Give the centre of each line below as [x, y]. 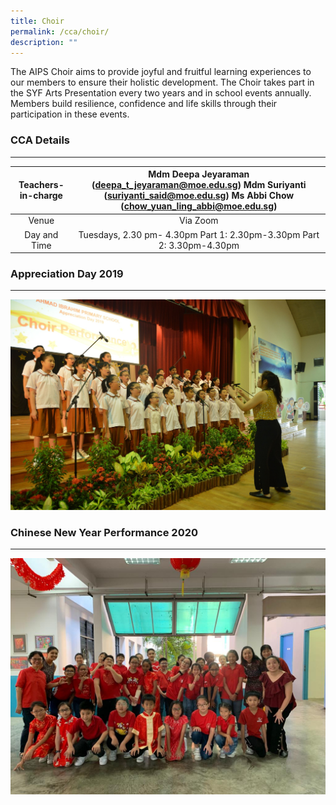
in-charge [41, 196]
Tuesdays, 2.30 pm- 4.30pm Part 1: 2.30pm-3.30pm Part [199, 234]
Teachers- [41, 185]
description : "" [44, 42]
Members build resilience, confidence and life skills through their [144, 104]
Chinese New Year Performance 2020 [104, 532]
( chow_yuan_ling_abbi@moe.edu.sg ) [199, 206]
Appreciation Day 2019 [67, 274]
